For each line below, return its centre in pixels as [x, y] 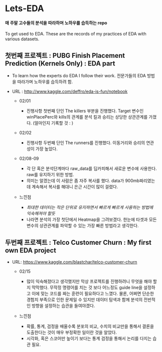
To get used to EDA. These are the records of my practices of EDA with [76, 34]
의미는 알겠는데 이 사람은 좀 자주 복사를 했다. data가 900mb [83, 181]
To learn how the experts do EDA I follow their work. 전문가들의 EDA [79, 76]
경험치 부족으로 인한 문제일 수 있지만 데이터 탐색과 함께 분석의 [84, 300]
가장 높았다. [47, 149]
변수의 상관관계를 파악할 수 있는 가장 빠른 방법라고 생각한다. [82, 226]
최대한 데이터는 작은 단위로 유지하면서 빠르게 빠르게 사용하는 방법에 [90, 207]
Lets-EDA [25, 8]
